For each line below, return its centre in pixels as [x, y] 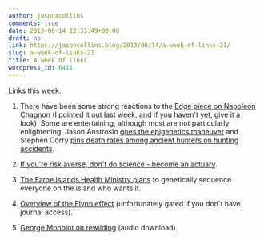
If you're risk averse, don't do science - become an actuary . [118, 164]
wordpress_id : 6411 [41, 68]
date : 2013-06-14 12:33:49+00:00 [64, 30]
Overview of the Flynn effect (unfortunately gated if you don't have [130, 203]
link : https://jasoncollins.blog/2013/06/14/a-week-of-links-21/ [119, 46]
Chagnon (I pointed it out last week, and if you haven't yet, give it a [130, 114]
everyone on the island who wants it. [80, 188]
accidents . [37, 148]
